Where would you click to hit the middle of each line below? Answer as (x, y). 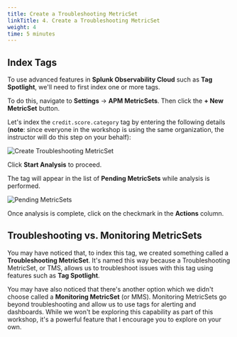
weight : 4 (22, 27)
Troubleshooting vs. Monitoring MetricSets (105, 236)
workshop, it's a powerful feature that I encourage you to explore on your (114, 319)
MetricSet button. (34, 109)
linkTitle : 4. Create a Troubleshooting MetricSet (84, 21)
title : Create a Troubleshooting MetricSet (73, 14)
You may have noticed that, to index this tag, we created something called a (118, 253)
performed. (24, 186)
